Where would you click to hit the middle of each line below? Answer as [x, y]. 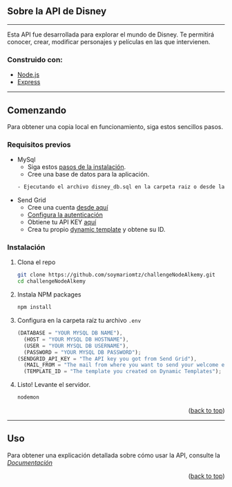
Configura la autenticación [65, 215]
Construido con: [35, 59]
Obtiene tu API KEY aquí [62, 222]
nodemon [28, 397]
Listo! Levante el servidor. [54, 385]
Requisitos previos [39, 144]
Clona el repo [36, 262]
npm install [34, 307]
